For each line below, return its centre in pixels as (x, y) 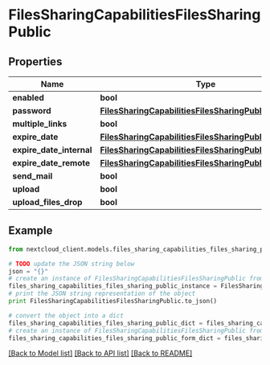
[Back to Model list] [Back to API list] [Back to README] (100, 353)
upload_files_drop (47, 202)
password (32, 111)
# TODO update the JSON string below (72, 264)
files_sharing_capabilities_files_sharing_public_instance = (113, 286)
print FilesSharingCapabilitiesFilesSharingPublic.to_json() (113, 301)
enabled (28, 98)
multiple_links (40, 124)
